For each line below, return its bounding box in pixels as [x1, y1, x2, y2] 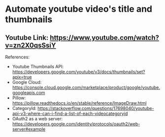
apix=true [12, 74, 32, 80]
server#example [12, 126, 46, 132]
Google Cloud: [12, 80, 42, 85]
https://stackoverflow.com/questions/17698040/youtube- [37, 106, 154, 111]
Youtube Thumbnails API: [12, 64, 64, 69]
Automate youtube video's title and [5, 3, 153, 15]
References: [5, 54, 30, 60]
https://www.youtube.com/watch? [50, 33, 159, 42]
